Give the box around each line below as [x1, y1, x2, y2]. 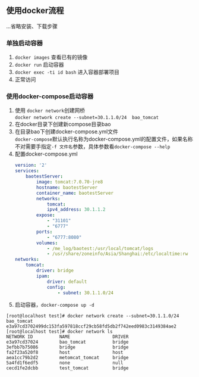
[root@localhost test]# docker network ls [6, 329, 113, 335]
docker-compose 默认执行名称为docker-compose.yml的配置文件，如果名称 [14, 136, 193, 143]
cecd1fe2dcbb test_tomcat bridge [6, 365, 129, 371]
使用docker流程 [6, 5, 64, 16]
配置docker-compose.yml [14, 151, 78, 158]
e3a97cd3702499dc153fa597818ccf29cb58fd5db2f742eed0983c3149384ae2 [6, 323, 177, 329]
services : [14, 168, 40, 174]
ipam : [36, 273, 50, 279]
